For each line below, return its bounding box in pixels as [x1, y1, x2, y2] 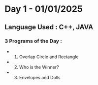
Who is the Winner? [19, 64, 59, 70]
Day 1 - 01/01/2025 [4, 3, 83, 15]
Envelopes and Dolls [19, 74, 61, 80]
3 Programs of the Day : [4, 38, 63, 44]
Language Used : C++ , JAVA [4, 23, 94, 31]
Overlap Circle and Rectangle [19, 54, 79, 60]
